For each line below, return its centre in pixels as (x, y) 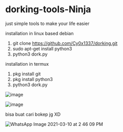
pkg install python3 (33, 79)
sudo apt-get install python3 (42, 48)
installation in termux (27, 64)
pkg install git (27, 74)
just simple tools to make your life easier (48, 23)
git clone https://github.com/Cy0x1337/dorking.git (65, 43)
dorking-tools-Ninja (48, 9)
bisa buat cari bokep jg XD (33, 114)
